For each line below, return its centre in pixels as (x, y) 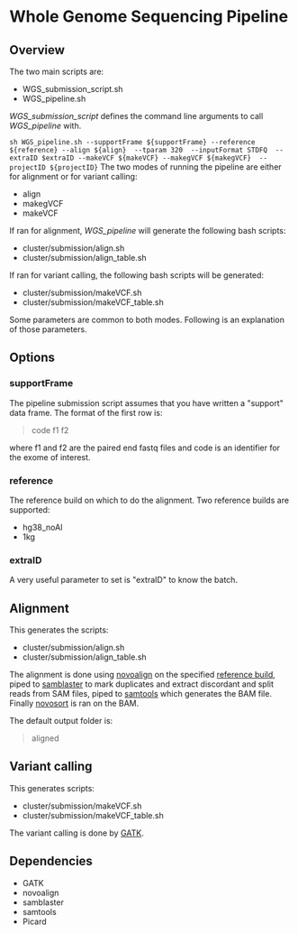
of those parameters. (48, 329)
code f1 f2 (50, 430)
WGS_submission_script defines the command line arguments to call (136, 116)
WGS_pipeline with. (45, 125)
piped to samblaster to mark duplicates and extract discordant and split (142, 684)
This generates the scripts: (59, 630)
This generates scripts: (52, 788)
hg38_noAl (42, 527)
